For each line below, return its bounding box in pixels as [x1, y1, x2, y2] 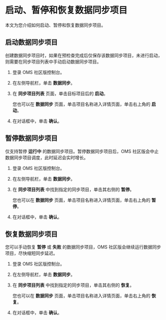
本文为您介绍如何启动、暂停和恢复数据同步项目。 [5, 22, 106, 28]
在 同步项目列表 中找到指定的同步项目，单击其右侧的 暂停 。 [12, 186, 135, 192]
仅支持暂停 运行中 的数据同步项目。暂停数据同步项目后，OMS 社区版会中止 [5, 148, 159, 154]
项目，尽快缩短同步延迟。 [5, 250, 58, 256]
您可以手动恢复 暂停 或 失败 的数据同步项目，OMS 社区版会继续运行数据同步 [5, 244, 162, 250]
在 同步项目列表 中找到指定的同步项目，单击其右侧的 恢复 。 [12, 282, 135, 288]
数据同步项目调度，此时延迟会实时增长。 [5, 154, 88, 160]
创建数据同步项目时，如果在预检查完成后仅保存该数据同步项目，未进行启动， [5, 52, 163, 58]
